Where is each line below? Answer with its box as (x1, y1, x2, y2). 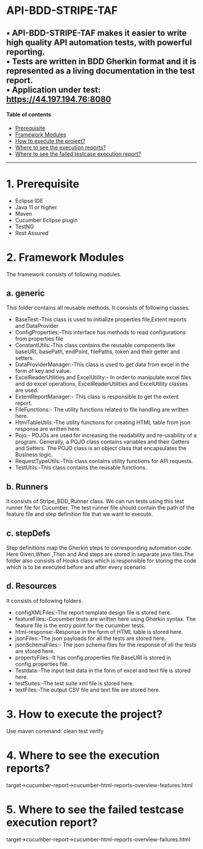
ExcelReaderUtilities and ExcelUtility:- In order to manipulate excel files (14, 374, 192, 381)
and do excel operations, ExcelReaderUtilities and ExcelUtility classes (14, 380, 188, 388)
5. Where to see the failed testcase (6, 802, 184, 816)
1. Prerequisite (6, 177, 80, 191)
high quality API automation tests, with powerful (6, 37, 192, 47)
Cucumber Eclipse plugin (14, 216, 78, 224)
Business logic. (14, 451, 53, 458)
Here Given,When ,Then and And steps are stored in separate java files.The (6, 551, 194, 558)
